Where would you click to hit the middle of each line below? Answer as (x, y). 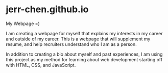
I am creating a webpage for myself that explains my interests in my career (84, 33)
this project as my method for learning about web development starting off (84, 59)
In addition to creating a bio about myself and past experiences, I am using (84, 54)
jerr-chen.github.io (47, 9)
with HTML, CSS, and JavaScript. (41, 65)
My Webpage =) (23, 23)
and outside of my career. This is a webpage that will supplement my (78, 39)
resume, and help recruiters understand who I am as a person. (71, 44)
